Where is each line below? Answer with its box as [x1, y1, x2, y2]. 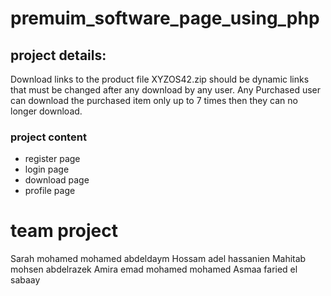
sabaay [10, 274, 41, 286]
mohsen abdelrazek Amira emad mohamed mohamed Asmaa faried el [10, 263, 298, 276]
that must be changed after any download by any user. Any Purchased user [10, 84, 321, 96]
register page [24, 153, 81, 165]
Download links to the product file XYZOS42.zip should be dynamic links [10, 73, 310, 85]
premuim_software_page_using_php [10, 7, 320, 30]
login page [24, 163, 70, 176]
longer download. [10, 105, 83, 117]
